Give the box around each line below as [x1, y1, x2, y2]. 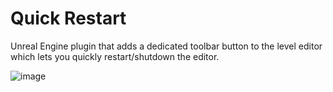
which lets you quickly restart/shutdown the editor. [10, 50, 220, 62]
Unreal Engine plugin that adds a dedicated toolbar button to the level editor [10, 40, 323, 52]
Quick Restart [10, 7, 127, 30]
